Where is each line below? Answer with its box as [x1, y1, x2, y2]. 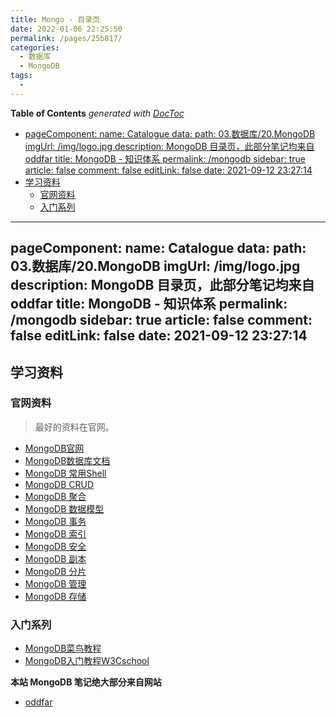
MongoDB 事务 [24, 515, 87, 527]
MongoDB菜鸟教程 [24, 642, 102, 655]
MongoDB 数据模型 [24, 502, 105, 515]
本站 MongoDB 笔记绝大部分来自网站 [10, 676, 162, 688]
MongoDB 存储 [24, 590, 87, 602]
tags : [10, 71, 33, 81]
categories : [10, 42, 60, 53]
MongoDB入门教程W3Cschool [24, 655, 150, 667]
